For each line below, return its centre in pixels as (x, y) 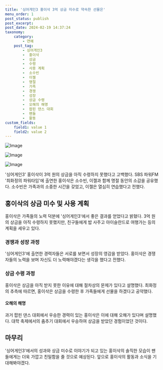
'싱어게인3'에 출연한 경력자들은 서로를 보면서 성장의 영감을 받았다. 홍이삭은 (76, 254)
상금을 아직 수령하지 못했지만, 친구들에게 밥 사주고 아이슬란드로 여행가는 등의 (83, 222)
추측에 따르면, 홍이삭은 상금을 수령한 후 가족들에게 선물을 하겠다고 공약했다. (81, 291)
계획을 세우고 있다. (23, 228)
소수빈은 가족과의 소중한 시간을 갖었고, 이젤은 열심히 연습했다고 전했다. (78, 187)
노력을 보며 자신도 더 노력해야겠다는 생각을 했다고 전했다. (72, 260)
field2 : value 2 (30, 132)
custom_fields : (20, 123)
